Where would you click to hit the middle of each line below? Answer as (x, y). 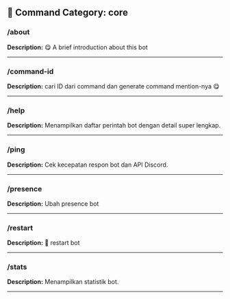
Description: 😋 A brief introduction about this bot (78, 47)
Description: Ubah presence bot (53, 204)
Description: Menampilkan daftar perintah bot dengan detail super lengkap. (114, 125)
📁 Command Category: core (68, 13)
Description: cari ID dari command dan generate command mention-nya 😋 (114, 86)
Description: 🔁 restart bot (43, 243)
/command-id (30, 71)
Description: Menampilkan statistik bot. (63, 282)
